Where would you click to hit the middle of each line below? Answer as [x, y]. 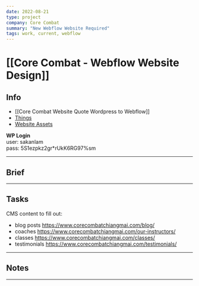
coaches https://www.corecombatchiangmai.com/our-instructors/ [95, 231]
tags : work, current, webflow [44, 34]
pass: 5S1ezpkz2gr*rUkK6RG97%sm [51, 148]
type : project [24, 17]
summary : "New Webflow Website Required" [58, 28]
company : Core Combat [33, 23]
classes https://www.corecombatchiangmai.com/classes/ [85, 237]
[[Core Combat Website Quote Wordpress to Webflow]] [82, 112]
